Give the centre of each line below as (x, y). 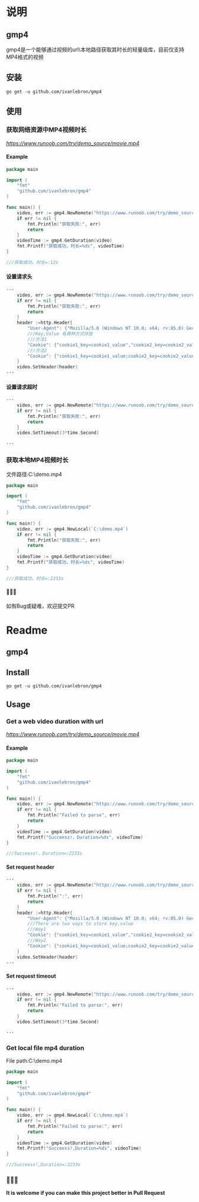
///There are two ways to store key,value (81, 924)
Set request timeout (31, 976)
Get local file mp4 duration (45, 1048)
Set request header (30, 867)
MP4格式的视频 (25, 57)
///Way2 (37, 941)
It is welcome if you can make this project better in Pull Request (86, 1193)
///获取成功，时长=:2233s (35, 578)
